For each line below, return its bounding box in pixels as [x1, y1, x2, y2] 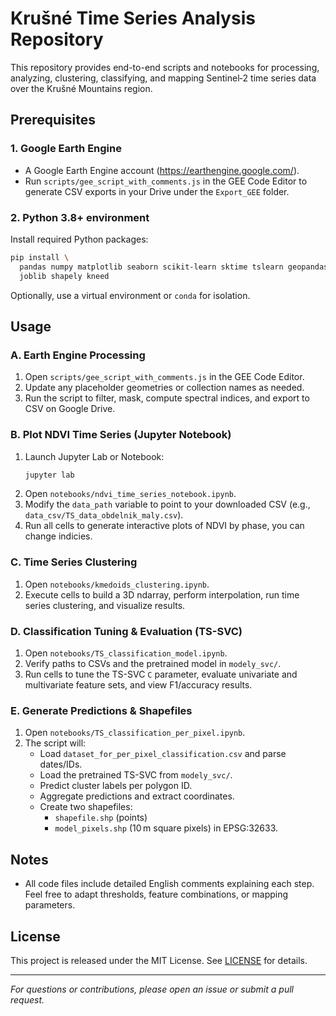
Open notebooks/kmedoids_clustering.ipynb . [24, 578, 210, 590]
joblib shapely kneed [19, 271, 110, 281]
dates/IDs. [39, 758, 83, 771]
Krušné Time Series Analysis [10, 7, 256, 30]
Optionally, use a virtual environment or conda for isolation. [10, 289, 251, 301]
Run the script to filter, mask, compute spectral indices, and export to [24, 392, 310, 404]
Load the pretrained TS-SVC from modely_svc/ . [39, 769, 233, 781]
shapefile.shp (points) [54, 812, 148, 824]
